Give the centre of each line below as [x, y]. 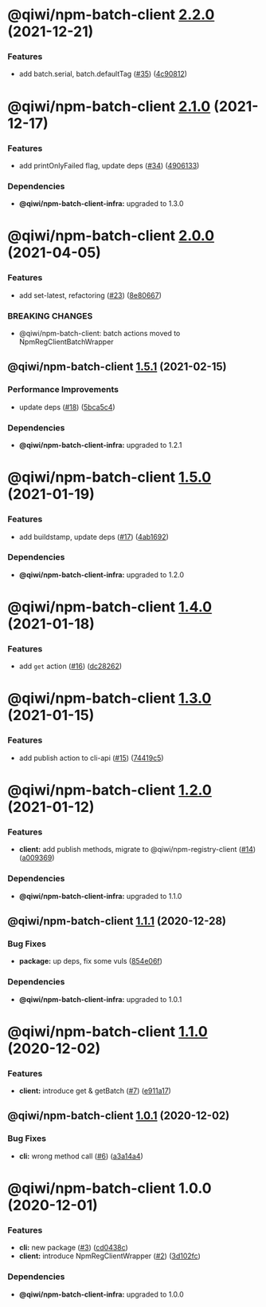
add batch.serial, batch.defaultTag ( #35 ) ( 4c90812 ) [103, 74]
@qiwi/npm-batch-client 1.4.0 [110, 607]
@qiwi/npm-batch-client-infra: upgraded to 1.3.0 [101, 204]
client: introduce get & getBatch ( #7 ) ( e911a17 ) [95, 1091]
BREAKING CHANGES [50, 315]
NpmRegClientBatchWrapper [66, 342]
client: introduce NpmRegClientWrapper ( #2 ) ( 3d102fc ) [110, 1256]
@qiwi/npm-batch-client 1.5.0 [110, 477]
